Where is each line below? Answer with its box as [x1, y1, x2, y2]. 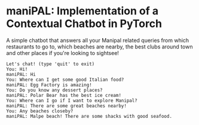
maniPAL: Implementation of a [6, 4, 159, 18]
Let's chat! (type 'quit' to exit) [6, 61, 95, 67]
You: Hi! [6, 66, 28, 72]
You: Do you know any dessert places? [6, 87, 103, 93]
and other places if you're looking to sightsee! [6, 49, 120, 56]
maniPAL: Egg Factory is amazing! [6, 82, 93, 88]
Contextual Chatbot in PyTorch [6, 17, 163, 31]
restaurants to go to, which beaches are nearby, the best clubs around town [6, 43, 193, 50]
